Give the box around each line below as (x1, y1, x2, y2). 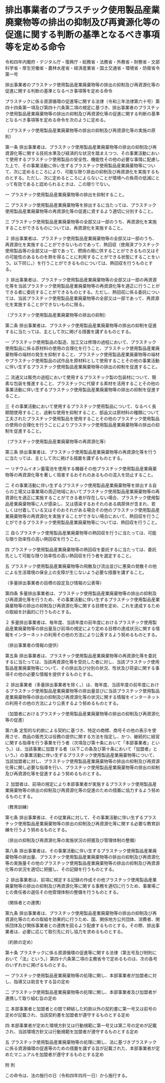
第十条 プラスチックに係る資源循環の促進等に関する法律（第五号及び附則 (5, 949, 153, 956)
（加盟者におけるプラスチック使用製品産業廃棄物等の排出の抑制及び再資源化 (5, 711, 160, 717)
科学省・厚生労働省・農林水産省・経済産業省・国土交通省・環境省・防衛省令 (5, 65, 160, 71)
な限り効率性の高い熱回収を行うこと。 (5, 536, 82, 542)
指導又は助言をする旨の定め (13, 978, 70, 984)
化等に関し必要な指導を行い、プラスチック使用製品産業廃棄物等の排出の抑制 (5, 764, 160, 770)
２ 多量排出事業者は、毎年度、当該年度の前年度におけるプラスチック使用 (5, 619, 153, 625)
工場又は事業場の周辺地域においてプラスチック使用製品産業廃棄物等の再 (13, 488, 160, 494)
